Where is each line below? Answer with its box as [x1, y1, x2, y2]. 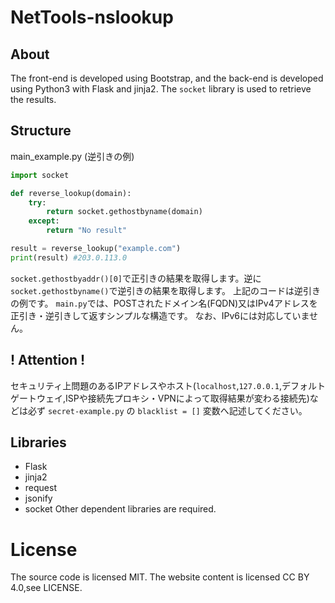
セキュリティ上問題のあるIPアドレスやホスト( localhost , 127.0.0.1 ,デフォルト [10, 379, 326, 391]
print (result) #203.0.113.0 [10, 252, 128, 263]
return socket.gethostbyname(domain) [46, 207, 203, 217]
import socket [10, 170, 70, 180]
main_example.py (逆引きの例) [10, 150, 135, 162]
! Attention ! [10, 352, 86, 369]
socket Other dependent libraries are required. [24, 503, 217, 515]
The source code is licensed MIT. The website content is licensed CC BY [10, 571, 310, 583]
